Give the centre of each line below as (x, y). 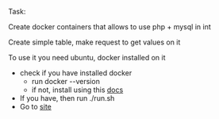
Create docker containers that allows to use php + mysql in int (110, 27)
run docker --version (66, 81)
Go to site (35, 107)
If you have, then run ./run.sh (67, 98)
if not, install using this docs (77, 90)
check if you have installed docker (76, 73)
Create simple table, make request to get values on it (94, 42)
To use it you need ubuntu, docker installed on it (87, 58)
